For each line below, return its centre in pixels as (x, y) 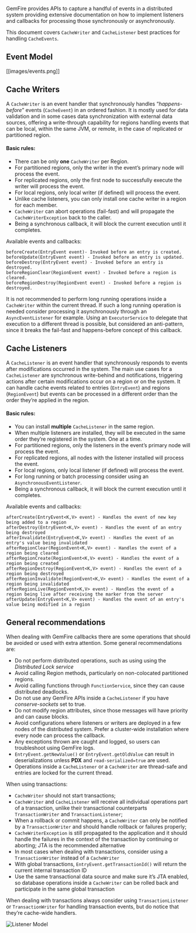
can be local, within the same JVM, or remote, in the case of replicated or (94, 129)
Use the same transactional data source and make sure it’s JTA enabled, (102, 876)
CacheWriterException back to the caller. (63, 217)
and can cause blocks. (42, 716)
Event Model (30, 57)
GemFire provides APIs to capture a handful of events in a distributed (89, 9)
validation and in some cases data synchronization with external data (89, 116)
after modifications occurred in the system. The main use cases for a (89, 369)
